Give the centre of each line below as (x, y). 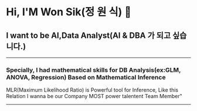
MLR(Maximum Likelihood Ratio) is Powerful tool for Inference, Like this (92, 90)
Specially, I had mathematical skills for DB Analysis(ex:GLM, (94, 70)
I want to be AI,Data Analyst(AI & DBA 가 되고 (89, 35)
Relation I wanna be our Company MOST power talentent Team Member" (94, 96)
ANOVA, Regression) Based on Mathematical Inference (86, 77)
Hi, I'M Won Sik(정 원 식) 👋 (69, 12)
